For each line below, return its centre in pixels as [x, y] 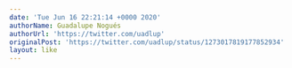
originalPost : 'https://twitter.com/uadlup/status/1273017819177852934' [147, 42]
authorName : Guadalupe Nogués [65, 26]
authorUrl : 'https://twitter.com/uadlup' [87, 34]
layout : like [33, 50]
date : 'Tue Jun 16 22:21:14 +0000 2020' [85, 17]
